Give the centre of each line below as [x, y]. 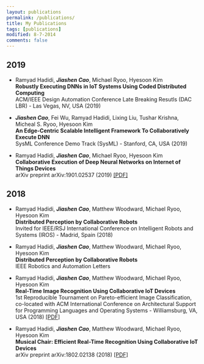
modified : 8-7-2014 [31, 35]
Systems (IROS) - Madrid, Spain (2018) [64, 235]
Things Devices [35, 168]
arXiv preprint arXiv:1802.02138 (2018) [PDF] [71, 354]
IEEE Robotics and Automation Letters [63, 266]
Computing [30, 93]
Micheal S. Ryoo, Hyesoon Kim [54, 124]
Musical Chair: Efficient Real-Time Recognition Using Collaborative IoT [107, 341]
